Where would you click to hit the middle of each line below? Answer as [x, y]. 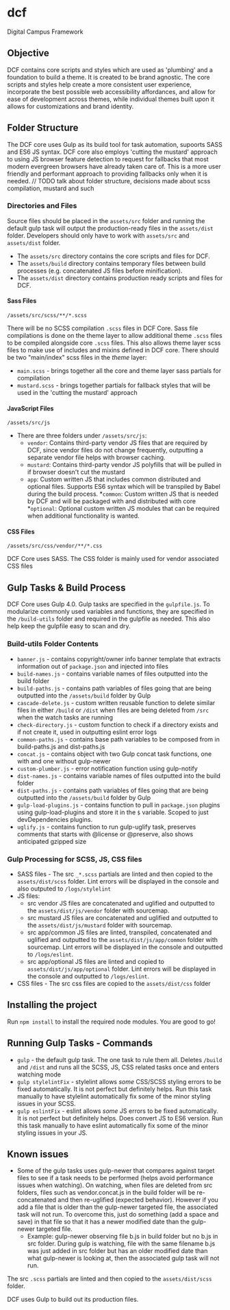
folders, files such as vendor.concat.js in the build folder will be [106, 1193]
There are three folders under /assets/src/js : [82, 436]
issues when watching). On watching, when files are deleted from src [115, 1185]
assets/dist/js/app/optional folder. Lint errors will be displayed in [122, 969]
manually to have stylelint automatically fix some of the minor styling [114, 1096]
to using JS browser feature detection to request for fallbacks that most [108, 159]
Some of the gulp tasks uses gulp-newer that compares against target [116, 1171]
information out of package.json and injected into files [93, 666]
